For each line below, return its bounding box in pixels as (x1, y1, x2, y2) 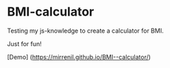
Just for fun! (7, 39, 42, 48)
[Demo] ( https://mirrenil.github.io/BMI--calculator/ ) (7, 52, 151, 61)
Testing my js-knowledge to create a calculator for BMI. (7, 27, 164, 35)
